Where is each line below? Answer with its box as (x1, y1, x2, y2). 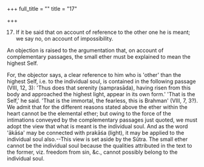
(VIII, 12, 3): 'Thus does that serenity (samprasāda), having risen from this (7, 84, 191, 91)
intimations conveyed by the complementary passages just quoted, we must (7, 116, 198, 123)
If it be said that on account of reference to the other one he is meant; (15, 28, 191, 36)
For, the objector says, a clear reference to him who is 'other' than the (7, 71, 182, 78)
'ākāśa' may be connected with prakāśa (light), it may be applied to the (7, 129, 185, 136)
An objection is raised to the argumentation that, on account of (7, 47, 164, 54)
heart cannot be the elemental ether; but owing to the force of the (7, 110, 172, 117)
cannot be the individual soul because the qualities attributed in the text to (7, 142, 192, 149)
